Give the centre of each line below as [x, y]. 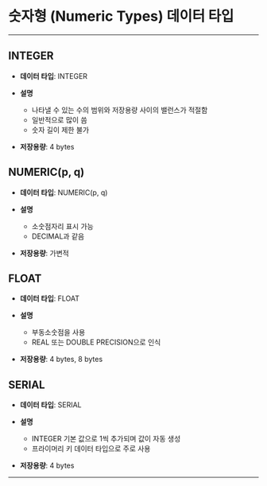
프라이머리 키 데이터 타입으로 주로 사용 [91, 449]
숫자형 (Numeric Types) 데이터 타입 [121, 16]
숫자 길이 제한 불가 [60, 130]
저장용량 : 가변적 [44, 253]
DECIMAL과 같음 [58, 236]
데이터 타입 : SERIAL [50, 405]
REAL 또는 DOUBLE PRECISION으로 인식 [96, 342]
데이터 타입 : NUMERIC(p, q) [64, 192]
